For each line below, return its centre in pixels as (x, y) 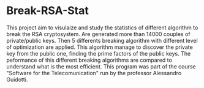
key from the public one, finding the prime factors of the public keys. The (99, 53)
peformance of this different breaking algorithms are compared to (89, 60)
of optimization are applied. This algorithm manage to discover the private (100, 47)
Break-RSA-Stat (47, 11)
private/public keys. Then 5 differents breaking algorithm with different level (102, 40)
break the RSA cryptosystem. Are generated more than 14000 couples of (99, 34)
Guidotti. (17, 79)
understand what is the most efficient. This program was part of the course (101, 66)
